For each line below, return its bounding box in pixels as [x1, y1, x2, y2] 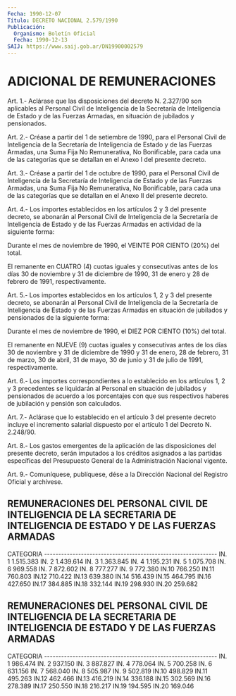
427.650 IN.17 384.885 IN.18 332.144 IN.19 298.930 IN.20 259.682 [7, 579, 199, 588]
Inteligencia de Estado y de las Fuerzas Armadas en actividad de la [7, 220, 202, 228]
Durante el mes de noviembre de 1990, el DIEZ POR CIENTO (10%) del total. [7, 327, 227, 335]
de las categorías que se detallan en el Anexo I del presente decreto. [7, 155, 206, 163]
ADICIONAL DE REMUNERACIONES [7, 73, 216, 89]
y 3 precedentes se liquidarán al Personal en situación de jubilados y [7, 384, 206, 392]
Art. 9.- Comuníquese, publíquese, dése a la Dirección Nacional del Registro [7, 470, 228, 478]
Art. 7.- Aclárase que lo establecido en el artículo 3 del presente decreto [7, 413, 216, 421]
